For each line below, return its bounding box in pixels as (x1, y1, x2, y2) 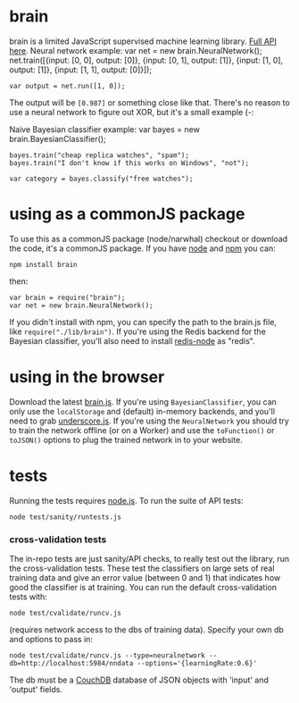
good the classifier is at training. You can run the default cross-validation (9, 582, 277, 593)
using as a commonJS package (9, 204, 245, 224)
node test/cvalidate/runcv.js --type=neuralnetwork (9, 651, 205, 660)
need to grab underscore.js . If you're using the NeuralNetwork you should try (9, 415, 290, 426)
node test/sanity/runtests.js (9, 512, 122, 522)
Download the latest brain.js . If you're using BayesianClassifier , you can (9, 396, 277, 407)
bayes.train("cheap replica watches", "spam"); (9, 150, 190, 160)
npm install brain (9, 260, 78, 269)
